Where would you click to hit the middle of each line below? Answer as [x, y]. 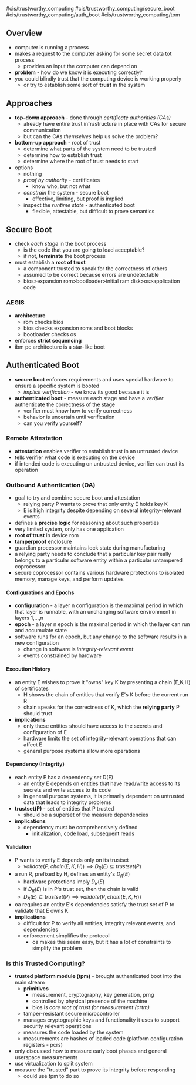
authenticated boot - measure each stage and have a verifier [89, 398]
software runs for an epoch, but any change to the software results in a [100, 637]
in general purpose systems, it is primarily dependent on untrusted [104, 796]
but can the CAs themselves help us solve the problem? [91, 136]
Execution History [28, 669]
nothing [33, 173]
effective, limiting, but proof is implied [78, 199]
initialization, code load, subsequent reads [83, 833]
